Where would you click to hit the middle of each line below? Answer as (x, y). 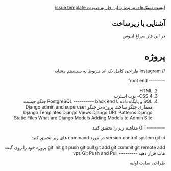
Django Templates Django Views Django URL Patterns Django (88, 112)
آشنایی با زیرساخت (139, 23)
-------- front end (147, 80)
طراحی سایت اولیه (147, 163)
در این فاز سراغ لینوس (144, 36)
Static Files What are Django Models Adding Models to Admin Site (83, 118)
